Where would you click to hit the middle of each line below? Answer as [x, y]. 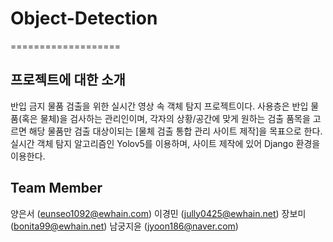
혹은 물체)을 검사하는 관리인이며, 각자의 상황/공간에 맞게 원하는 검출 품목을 [166, 118]
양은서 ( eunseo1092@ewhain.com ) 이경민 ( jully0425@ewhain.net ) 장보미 [158, 213]
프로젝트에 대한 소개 [68, 80]
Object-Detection [84, 18]
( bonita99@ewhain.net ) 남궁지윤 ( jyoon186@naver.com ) [124, 226]
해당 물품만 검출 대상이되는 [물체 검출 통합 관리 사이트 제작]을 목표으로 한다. [175, 131]
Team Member [56, 188]
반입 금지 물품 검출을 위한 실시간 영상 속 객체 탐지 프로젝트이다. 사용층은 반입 [159, 106]
